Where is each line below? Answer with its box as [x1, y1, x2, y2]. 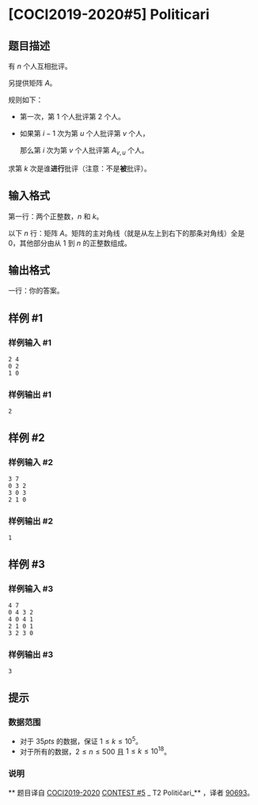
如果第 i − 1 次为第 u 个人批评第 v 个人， [19, 129, 150, 138]
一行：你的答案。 [8, 286, 64, 296]
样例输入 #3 [8, 583, 54, 594]
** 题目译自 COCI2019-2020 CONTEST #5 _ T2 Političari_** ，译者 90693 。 [8, 788, 255, 797]
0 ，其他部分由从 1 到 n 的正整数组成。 [8, 238, 132, 248]
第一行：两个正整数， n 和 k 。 [8, 211, 104, 221]
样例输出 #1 [8, 389, 51, 400]
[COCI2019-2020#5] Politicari [8, 6, 210, 24]
